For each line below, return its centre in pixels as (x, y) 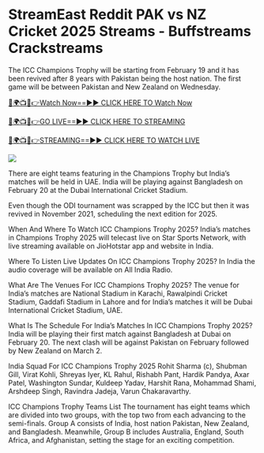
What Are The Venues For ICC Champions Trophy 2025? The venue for (124, 285)
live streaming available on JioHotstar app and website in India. (111, 246)
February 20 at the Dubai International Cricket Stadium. (98, 190)
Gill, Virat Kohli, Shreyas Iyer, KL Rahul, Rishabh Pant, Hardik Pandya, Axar (129, 374)
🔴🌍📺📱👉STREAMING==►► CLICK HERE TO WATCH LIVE (104, 140)
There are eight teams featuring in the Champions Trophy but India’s (119, 173)
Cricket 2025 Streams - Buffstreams (130, 31)
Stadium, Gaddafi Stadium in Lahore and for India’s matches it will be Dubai (130, 301)
